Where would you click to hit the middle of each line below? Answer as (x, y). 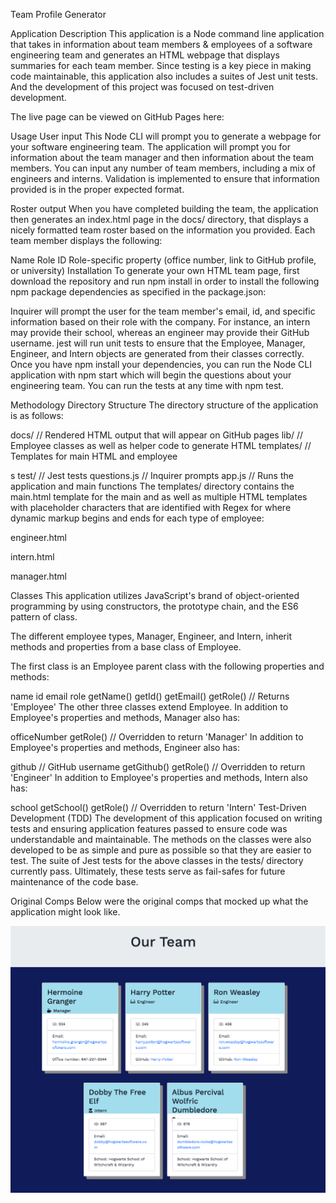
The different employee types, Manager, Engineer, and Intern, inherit (151, 636)
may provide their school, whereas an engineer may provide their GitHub (160, 332)
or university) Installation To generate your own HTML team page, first (155, 270)
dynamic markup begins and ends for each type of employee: (137, 518)
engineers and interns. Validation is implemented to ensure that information (165, 178)
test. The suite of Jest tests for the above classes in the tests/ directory (157, 860)
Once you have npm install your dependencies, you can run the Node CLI (161, 364)
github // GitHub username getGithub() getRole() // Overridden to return (158, 767)
